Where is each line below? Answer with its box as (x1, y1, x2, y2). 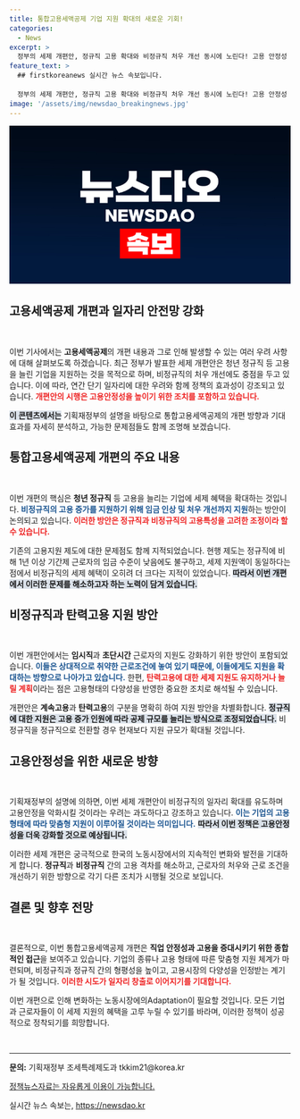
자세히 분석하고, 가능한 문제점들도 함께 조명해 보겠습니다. (32, 421, 231, 432)
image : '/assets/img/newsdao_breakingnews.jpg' (9, 99, 190, 108)
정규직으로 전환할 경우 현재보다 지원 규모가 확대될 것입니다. (39, 725, 246, 736)
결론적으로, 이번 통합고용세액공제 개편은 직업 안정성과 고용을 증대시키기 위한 (9, 943, 272, 954)
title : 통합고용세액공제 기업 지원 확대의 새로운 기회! (9, 14, 184, 23)
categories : (9, 23, 54, 33)
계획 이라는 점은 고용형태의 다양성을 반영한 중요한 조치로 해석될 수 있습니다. (18, 684, 279, 694)
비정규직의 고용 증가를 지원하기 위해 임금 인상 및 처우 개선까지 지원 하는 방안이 (21, 503, 287, 514)
